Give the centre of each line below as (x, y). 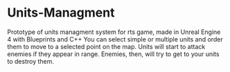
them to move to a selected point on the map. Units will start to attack (106, 46)
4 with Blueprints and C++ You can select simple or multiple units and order (115, 39)
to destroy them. (30, 61)
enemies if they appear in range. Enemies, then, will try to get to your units (113, 54)
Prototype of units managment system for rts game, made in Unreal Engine (114, 32)
